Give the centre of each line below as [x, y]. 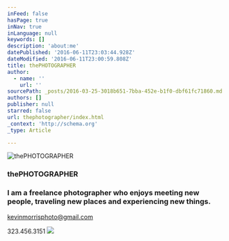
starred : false [29, 111]
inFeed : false [28, 14]
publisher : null [31, 104]
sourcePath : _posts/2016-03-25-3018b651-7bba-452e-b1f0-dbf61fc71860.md [115, 91]
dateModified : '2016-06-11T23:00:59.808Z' [70, 59]
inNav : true [24, 26]
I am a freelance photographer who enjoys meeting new [103, 193]
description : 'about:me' [43, 46]
